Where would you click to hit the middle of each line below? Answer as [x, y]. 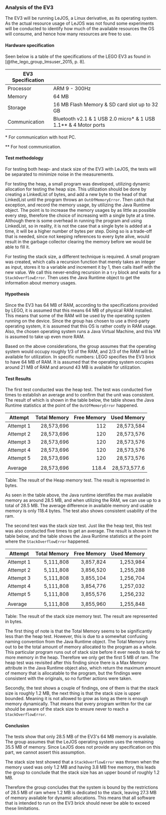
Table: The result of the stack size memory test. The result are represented [82, 616]
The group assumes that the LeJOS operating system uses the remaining [80, 742]
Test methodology [24, 158]
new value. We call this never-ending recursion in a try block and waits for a [83, 272]
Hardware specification [30, 45]
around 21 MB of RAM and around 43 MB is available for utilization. [73, 367]
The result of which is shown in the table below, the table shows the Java [80, 400]
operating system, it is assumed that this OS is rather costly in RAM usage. [81, 326]
